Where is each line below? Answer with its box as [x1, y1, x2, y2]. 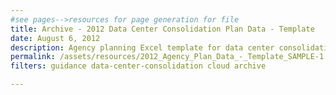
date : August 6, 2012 [10, 33, 101, 43]
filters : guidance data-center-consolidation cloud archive [10, 61, 267, 71]
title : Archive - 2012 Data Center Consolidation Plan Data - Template [10, 24, 315, 34]
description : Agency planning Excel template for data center [10, 42, 275, 53]
